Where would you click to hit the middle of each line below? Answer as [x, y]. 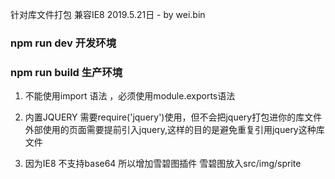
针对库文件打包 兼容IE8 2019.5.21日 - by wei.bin [108, 14]
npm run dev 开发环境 [63, 43]
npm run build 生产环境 [66, 72]
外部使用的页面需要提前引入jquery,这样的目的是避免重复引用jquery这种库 [174, 130]
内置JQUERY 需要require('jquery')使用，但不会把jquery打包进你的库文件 [173, 117]
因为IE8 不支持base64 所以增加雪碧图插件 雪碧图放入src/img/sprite [163, 164]
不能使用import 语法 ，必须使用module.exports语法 [130, 96]
